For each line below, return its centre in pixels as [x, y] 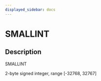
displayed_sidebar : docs [30, 10]
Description [23, 52]
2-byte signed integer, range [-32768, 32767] [51, 73]
